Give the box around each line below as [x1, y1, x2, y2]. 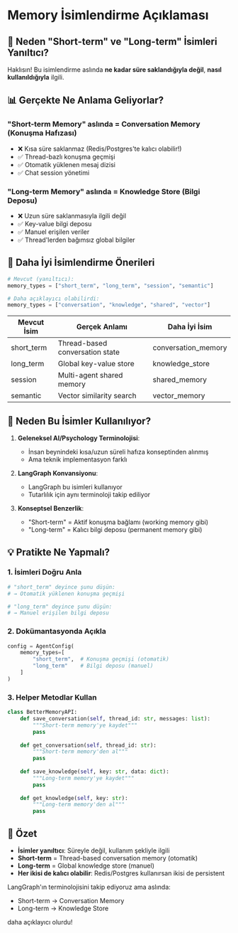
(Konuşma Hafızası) [7, 128, 77, 138]
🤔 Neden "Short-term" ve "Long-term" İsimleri [7, 36, 217, 48]
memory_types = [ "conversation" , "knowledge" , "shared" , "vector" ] [7, 302, 211, 309]
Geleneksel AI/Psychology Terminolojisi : [17, 434, 140, 442]
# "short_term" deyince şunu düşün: [7, 583, 115, 590]
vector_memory [152, 391, 205, 401]
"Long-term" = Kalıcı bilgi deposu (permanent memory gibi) [28, 526, 203, 534]
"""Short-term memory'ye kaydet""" [33, 722, 138, 729]
